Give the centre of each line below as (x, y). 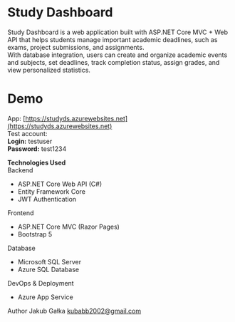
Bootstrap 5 (35, 234)
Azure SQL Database (48, 269)
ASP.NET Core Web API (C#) (59, 184)
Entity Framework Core (51, 191)
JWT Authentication (47, 199)
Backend (20, 170)
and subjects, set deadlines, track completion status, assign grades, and (114, 62)
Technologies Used (37, 162)
